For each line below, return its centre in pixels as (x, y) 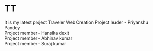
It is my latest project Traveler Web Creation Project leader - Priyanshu (76, 22)
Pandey (12, 27)
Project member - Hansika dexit (37, 33)
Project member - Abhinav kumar (38, 38)
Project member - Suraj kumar (35, 43)
